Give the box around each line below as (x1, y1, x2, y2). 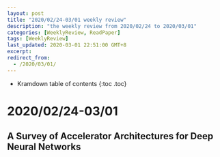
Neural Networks (7, 141, 81, 153)
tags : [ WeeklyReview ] (7, 35, 69, 42)
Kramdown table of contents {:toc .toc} (16, 79, 127, 87)
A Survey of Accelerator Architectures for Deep (7, 130, 214, 142)
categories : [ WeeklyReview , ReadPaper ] (7, 29, 121, 36)
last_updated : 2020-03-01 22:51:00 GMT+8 (7, 42, 127, 48)
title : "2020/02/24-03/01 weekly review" (7, 16, 127, 23)
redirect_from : (7, 55, 51, 61)
